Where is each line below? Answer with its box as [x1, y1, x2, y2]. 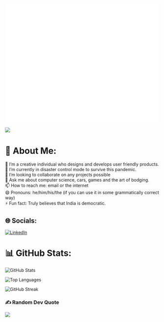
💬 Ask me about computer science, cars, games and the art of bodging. [5, 177, 149, 183]
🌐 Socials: [5, 216, 37, 225]
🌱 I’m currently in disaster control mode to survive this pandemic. [5, 167, 137, 173]
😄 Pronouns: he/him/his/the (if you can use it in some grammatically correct [5, 190, 159, 196]
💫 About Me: [5, 145, 57, 156]
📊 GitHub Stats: [5, 248, 72, 259]
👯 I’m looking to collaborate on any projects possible [5, 172, 111, 178]
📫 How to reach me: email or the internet [5, 182, 89, 188]
